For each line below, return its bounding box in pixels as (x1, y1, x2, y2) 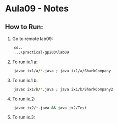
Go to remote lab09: (12, 36, 53, 41)
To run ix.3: (12, 114, 35, 120)
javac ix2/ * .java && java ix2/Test (14, 105, 87, 110)
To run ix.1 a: (12, 59, 38, 65)
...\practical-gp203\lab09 (14, 50, 69, 55)
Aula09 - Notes (5, 3, 69, 14)
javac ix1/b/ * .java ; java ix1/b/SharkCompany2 (14, 87, 113, 92)
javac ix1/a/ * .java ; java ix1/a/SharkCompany (14, 68, 111, 73)
